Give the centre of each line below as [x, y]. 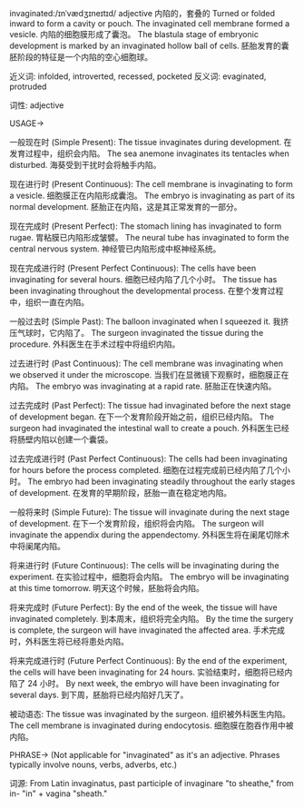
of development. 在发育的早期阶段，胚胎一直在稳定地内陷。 [121, 493]
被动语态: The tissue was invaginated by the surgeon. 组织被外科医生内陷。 [150, 714]
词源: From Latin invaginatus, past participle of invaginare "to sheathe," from [152, 783]
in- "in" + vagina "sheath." [59, 793]
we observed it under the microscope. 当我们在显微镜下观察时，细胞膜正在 [149, 374]
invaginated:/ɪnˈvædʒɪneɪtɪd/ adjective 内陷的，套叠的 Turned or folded [142, 13]
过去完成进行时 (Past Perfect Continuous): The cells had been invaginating [148, 458]
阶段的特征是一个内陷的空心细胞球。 [84, 57]
